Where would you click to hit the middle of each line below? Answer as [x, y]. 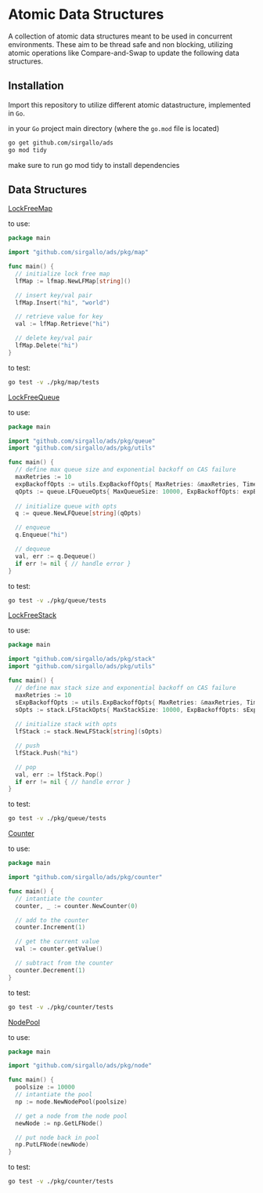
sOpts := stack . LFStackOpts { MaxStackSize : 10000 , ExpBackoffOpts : [128, 710]
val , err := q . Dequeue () [56, 556]
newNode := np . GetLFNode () [59, 1123]
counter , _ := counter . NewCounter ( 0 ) [77, 906]
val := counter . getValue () [59, 949]
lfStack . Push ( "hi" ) [47, 753]
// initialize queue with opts [66, 506]
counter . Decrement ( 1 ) [50, 970]
